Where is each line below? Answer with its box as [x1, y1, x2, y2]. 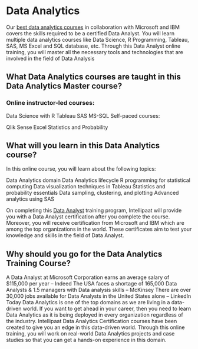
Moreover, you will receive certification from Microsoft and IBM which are [6, 220, 184, 227]
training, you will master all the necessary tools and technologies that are [6, 48, 184, 55]
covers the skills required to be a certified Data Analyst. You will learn [6, 29, 175, 36]
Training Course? [6, 258, 71, 268]
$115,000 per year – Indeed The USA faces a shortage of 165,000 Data [6, 280, 177, 287]
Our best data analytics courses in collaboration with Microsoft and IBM [6, 24, 180, 31]
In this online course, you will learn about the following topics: [6, 165, 156, 172]
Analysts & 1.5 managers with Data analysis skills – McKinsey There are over [6, 287, 192, 294]
